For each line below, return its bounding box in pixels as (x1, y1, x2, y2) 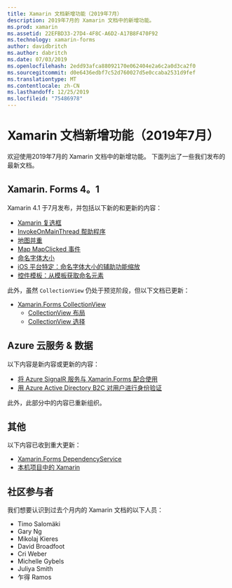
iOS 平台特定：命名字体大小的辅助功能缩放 (17, 262, 140, 270)
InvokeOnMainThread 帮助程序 (17, 227, 107, 235)
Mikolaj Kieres (17, 535, 58, 543)
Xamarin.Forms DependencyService (17, 455, 122, 464)
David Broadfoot (17, 542, 65, 551)
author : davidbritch (7, 43, 68, 50)
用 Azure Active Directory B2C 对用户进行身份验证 (17, 384, 163, 392)
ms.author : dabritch (7, 50, 68, 57)
